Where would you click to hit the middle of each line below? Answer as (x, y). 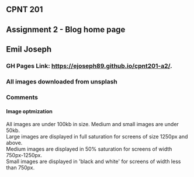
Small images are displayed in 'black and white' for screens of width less (93, 162)
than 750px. (20, 168)
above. (14, 143)
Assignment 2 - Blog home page (66, 29)
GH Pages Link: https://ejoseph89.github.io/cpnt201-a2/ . (89, 66)
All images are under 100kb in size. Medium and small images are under (93, 124)
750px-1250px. (24, 155)
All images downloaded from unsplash (62, 82)
